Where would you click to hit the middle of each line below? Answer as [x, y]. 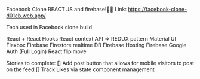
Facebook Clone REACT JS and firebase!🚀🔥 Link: [67, 9]
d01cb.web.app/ [26, 16]
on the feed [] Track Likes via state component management [81, 69]
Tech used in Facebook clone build [49, 27]
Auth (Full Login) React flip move [46, 51]
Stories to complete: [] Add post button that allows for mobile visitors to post [100, 63]
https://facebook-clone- [158, 9]
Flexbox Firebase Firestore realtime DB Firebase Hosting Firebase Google [96, 45]
